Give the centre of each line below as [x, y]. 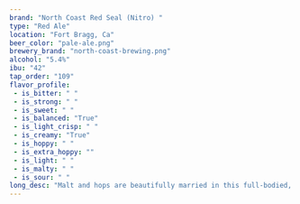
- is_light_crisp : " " [56, 127]
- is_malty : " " [44, 169]
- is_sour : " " [41, 177]
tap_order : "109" [42, 77]
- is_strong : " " [45, 102]
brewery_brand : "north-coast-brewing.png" [90, 51]
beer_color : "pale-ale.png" [62, 43]
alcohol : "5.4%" [40, 60]
